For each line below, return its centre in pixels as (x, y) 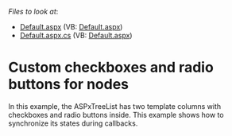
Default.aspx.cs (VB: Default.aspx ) (76, 35)
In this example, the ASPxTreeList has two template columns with (115, 106)
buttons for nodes (69, 85)
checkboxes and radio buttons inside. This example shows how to (116, 115)
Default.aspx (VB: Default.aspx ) (71, 27)
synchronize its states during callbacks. (73, 123)
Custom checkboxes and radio (111, 68)
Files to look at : (33, 12)
